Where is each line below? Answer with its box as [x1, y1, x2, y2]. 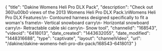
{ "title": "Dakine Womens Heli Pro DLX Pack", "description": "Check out [5, 4, 154, 10]
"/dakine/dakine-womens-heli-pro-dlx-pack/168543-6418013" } [5, 41, 137, 46]
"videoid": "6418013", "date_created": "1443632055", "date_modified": [5, 30, 151, 36]
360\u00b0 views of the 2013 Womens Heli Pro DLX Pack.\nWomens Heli [5, 9, 156, 15]
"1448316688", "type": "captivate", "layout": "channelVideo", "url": [5, 35, 142, 41]
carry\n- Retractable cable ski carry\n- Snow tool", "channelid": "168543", [5, 25, 158, 31]
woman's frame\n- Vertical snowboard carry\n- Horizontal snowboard [5, 20, 149, 25]
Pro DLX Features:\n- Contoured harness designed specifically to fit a [5, 15, 148, 20]
